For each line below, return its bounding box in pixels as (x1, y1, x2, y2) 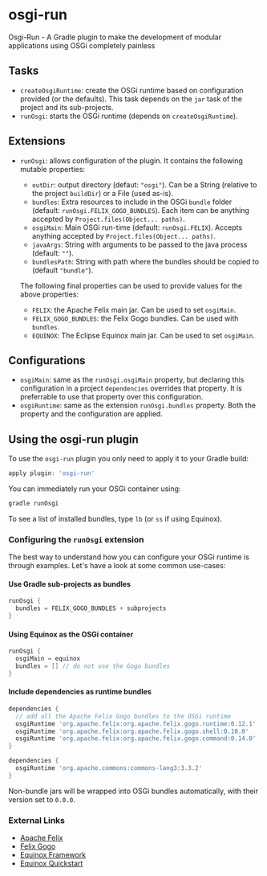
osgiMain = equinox (15, 655, 81, 663)
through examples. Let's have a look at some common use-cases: (8, 561, 226, 571)
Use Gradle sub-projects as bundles (8, 579, 131, 588)
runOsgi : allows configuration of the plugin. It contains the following (19, 155, 243, 166)
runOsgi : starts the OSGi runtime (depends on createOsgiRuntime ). (19, 111, 238, 121)
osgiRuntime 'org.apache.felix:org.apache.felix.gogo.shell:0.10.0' (15, 727, 249, 735)
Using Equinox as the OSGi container (8, 629, 134, 639)
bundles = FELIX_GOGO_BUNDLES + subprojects (15, 604, 167, 612)
